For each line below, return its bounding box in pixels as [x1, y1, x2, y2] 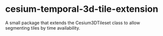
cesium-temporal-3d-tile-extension [5, 3, 158, 15]
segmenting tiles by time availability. [5, 25, 80, 31]
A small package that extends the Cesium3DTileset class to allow [5, 20, 140, 26]
